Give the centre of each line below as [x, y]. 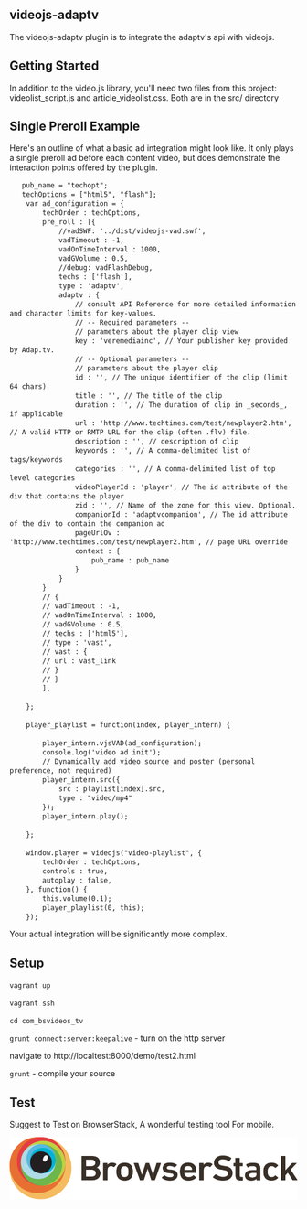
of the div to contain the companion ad [88, 524]
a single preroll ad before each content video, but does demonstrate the [145, 158]
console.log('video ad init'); [102, 753]
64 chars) [28, 387]
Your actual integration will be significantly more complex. [118, 934]
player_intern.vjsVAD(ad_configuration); [122, 744]
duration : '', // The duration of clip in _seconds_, [181, 405]
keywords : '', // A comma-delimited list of [163, 451]
